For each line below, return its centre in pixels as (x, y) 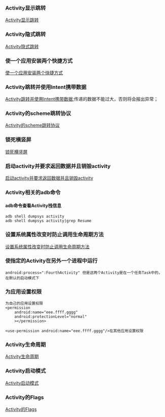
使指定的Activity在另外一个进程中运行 (51, 261)
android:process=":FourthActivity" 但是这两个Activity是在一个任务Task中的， (84, 273)
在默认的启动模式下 (22, 278)
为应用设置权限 (24, 291)
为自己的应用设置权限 (24, 304)
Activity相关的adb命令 (33, 192)
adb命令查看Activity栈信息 (33, 205)
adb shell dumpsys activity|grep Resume (49, 221)
